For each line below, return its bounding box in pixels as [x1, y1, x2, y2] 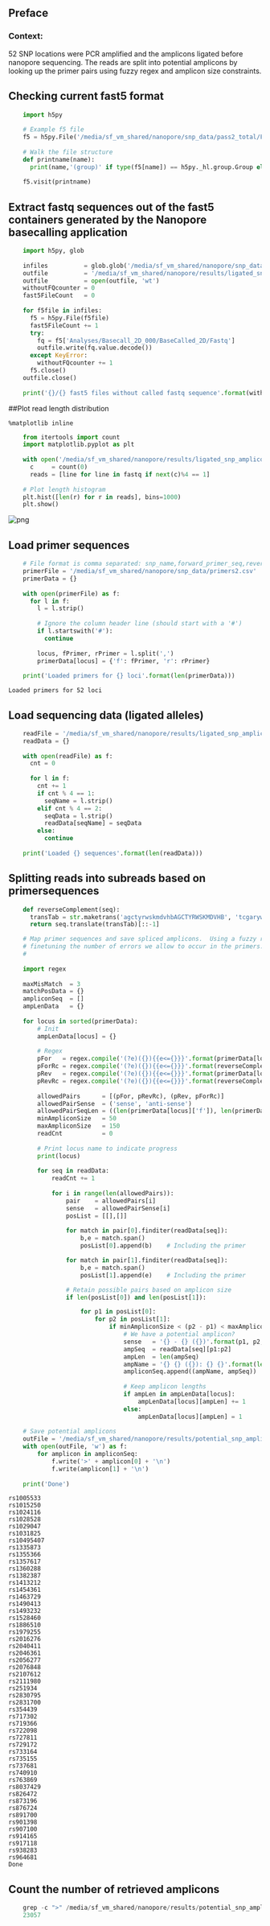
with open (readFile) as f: [22, 752, 113, 760]
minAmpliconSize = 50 [37, 1115, 117, 1123]
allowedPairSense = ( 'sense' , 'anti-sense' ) [37, 1099, 193, 1107]
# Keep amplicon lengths [123, 1383, 207, 1391]
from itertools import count [22, 433, 121, 441]
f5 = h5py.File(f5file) [29, 314, 110, 322]
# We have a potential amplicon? [123, 1330, 235, 1338]
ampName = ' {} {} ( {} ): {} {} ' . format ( [123, 1360, 257, 1368]
